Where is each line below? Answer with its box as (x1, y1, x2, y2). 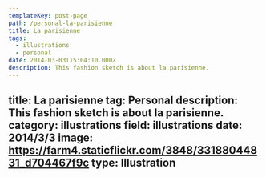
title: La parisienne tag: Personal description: (8, 94, 239, 107)
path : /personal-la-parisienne (8, 19, 113, 27)
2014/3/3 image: (8, 131, 94, 145)
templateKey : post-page (8, 11, 88, 20)
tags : (8, 34, 26, 42)
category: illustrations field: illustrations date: (8, 119, 243, 132)
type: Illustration (91, 156, 176, 170)
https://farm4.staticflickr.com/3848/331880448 (8, 143, 258, 157)
